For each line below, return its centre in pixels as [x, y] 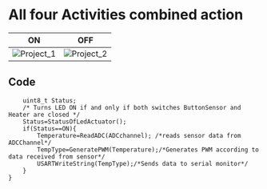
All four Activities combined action [126, 15]
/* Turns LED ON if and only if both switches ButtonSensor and [132, 107]
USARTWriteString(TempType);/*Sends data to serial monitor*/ [143, 163]
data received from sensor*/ [57, 157]
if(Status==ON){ [50, 129]
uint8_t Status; [50, 101]
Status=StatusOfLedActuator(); [75, 122]
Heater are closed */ [44, 115]
